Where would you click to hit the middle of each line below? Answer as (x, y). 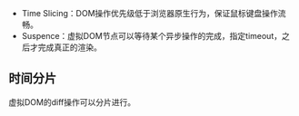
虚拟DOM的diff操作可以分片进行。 (72, 101)
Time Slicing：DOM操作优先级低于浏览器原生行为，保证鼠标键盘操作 (150, 13)
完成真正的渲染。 (70, 47)
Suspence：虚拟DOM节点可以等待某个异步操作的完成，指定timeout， (152, 36)
